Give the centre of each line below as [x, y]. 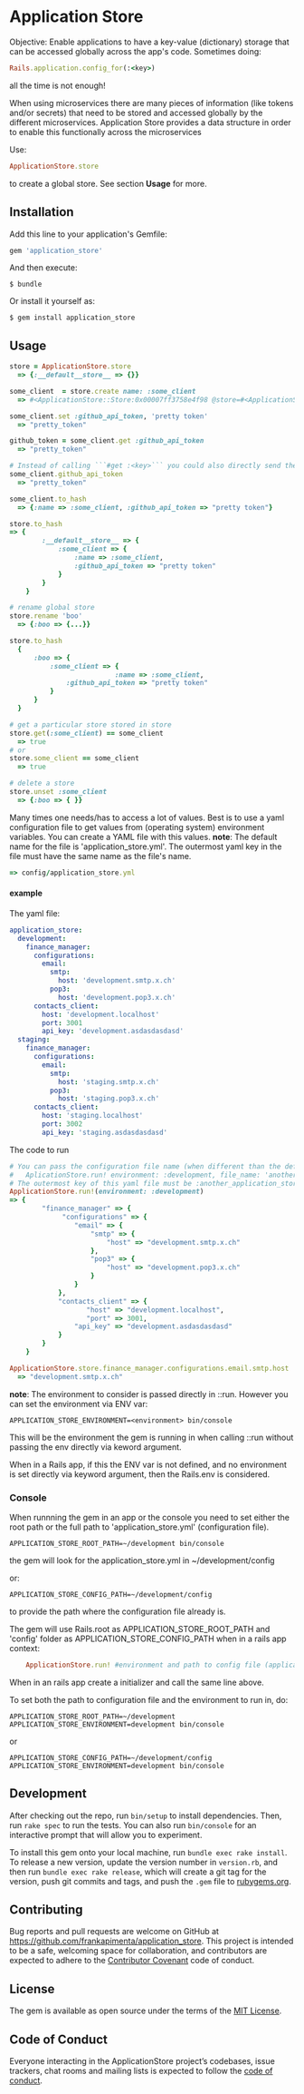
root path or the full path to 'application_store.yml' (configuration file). [139, 1527]
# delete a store [42, 783]
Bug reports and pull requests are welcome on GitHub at [114, 1932]
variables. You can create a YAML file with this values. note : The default [143, 837]
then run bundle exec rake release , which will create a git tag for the [138, 1872]
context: [25, 1648]
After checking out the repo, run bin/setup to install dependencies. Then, [146, 1815]
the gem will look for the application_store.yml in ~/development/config [142, 1560]
